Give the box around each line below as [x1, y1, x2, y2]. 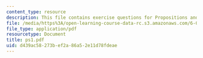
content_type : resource [6, 8, 66, 15]
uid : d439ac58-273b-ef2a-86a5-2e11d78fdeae [6, 43, 118, 49]
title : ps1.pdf [6, 37, 45, 43]
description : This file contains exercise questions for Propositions [6, 14, 188, 21]
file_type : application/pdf [6, 25, 77, 32]
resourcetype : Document [6, 31, 66, 37]
